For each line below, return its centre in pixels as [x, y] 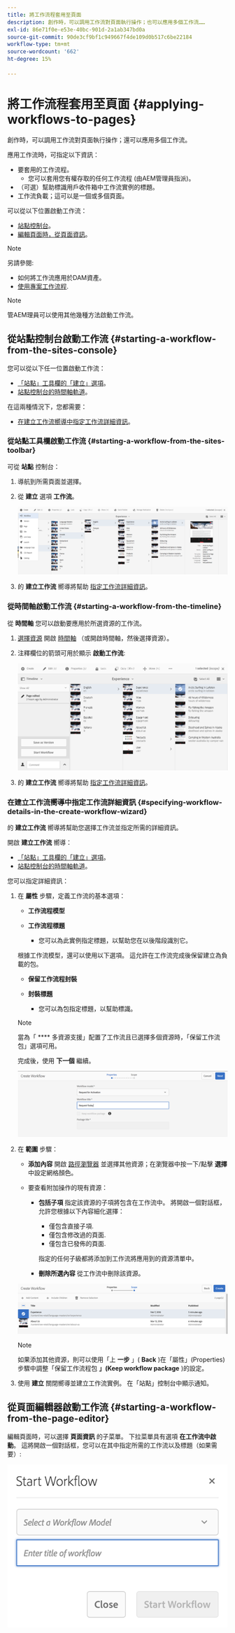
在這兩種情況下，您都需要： [47, 407]
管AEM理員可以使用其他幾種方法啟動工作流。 [72, 314]
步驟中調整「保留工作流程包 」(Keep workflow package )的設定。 [113, 1368]
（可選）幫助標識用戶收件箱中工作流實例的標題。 [88, 187]
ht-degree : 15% [29, 59]
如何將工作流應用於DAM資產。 [61, 277]
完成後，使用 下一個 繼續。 [56, 1061]
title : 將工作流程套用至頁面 [44, 15]
